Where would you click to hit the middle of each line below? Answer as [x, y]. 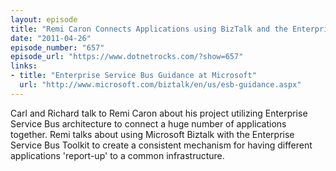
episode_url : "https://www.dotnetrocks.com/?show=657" [127, 57]
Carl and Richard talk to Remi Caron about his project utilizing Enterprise [159, 113]
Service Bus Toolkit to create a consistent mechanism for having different [161, 145]
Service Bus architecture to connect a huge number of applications [148, 123]
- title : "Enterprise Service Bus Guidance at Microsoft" [133, 76]
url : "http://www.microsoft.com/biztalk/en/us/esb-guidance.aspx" [160, 85]
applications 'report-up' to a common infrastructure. [117, 155]
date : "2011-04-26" [51, 38]
